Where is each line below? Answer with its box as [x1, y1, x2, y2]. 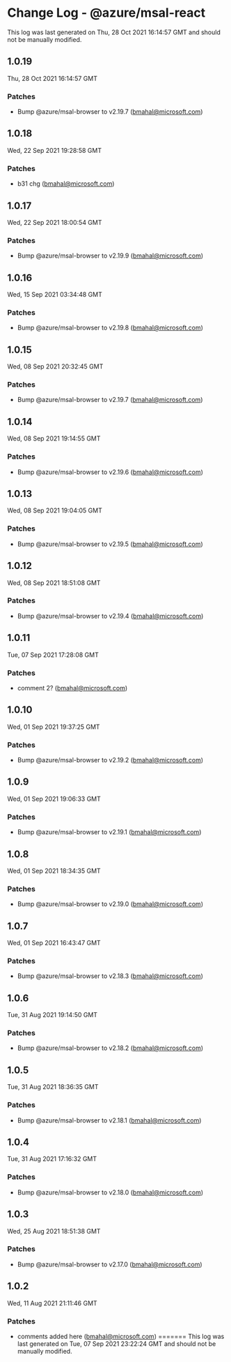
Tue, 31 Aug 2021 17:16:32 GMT [7, 1155, 97, 1163]
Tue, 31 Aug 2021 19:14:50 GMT [7, 1011, 98, 1019]
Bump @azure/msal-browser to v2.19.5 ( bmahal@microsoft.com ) [17, 540, 203, 548]
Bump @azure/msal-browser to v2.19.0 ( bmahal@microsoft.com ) [17, 900, 204, 908]
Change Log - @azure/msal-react [7, 5, 206, 21]
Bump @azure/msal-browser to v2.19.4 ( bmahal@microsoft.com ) [17, 612, 204, 620]
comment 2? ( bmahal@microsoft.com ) [17, 683, 128, 692]
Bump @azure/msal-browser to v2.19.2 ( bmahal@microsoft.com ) [17, 756, 204, 764]
